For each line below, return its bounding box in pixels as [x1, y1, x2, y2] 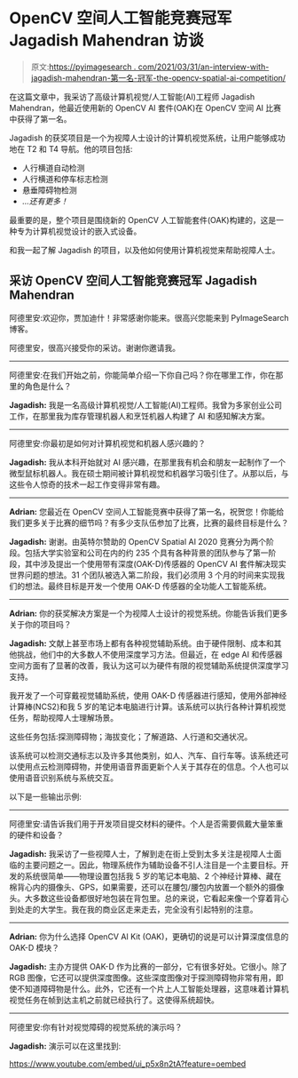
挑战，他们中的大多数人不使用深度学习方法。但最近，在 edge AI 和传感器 [16, 649, 283, 659]
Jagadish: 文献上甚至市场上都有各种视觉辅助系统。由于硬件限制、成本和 [9, 637, 275, 649]
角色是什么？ [24, 380, 72, 391]
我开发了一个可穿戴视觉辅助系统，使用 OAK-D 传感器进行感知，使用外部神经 [9, 690, 287, 700]
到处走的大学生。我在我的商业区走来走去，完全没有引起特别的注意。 [9, 904, 258, 914]
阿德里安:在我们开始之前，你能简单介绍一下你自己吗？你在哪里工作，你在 [9, 370, 277, 380]
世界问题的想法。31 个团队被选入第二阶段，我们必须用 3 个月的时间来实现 [9, 570, 278, 580]
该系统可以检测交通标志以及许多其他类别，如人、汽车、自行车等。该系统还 [9, 750, 281, 761]
